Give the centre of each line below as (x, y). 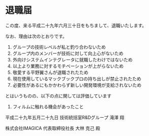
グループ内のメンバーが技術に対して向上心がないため (68, 53)
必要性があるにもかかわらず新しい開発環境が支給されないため (77, 85)
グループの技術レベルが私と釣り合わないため (59, 47)
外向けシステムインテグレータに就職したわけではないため (72, 59)
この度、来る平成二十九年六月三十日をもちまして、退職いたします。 (76, 25)
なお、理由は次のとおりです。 (36, 36)
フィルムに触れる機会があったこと (48, 107)
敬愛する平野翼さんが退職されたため (50, 72)
